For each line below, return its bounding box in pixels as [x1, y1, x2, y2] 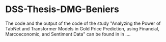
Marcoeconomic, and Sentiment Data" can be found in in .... [5, 31, 131, 37]
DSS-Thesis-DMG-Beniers [5, 4, 120, 15]
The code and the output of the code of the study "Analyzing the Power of [5, 20, 161, 26]
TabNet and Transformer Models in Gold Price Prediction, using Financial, [5, 25, 159, 31]
